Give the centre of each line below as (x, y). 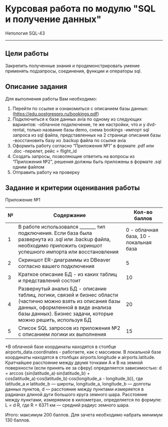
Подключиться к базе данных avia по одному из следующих (77, 119)
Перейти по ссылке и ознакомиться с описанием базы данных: (80, 108)
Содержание (69, 215)
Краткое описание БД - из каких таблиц (67, 274)
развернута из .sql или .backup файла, (64, 239)
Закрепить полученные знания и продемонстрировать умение (72, 65)
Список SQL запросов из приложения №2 (69, 328)
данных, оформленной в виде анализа (65, 307)
